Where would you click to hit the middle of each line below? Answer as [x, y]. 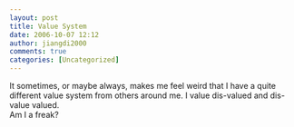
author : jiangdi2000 [49, 43]
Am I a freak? [34, 115]
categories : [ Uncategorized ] [64, 60]
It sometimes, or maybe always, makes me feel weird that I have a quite [143, 86]
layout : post [34, 18]
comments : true [38, 52]
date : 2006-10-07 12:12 [54, 34]
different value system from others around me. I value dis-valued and [139, 95]
